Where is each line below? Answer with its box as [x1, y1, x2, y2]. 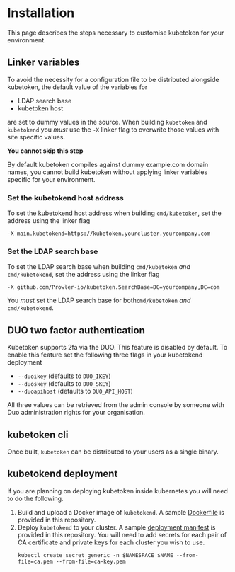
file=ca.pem [17, 558, 53, 565]
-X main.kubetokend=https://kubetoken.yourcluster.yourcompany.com [7, 230, 211, 238]
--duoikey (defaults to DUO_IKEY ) [17, 372, 111, 380]
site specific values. [7, 132, 66, 141]
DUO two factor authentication [7, 324, 145, 336]
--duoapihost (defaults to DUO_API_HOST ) [17, 387, 133, 396]
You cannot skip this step [7, 147, 84, 155]
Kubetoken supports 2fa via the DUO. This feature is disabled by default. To [7, 343, 228, 352]
